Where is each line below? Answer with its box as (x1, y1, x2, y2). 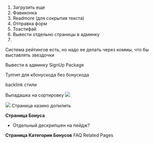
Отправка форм (12, 20, 47, 26)
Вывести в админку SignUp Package (5, 62, 84, 68)
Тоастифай (12, 26, 37, 32)
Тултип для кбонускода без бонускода (5, 72, 89, 78)
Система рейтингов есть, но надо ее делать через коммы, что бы (5, 47, 149, 52)
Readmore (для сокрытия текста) (12, 15, 85, 21)
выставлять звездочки (5, 52, 55, 58)
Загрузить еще (12, 5, 45, 10)
